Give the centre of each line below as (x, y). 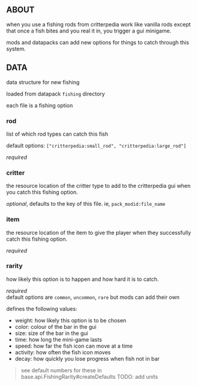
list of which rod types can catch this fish (57, 134)
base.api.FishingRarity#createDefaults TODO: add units (89, 376)
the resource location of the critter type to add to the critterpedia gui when (98, 186)
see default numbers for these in (61, 370)
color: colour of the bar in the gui (56, 327)
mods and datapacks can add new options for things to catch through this (98, 42)
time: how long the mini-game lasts (58, 339)
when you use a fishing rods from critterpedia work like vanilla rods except (98, 24)
